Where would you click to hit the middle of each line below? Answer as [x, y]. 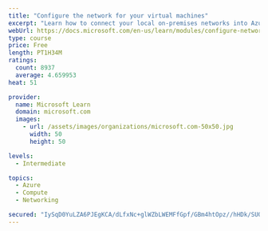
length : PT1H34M [35, 53]
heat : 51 [23, 82]
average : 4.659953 [46, 75]
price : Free [28, 46]
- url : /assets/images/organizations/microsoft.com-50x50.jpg [128, 127]
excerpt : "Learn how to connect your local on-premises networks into [128, 23]
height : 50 [47, 141]
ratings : [23, 61]
